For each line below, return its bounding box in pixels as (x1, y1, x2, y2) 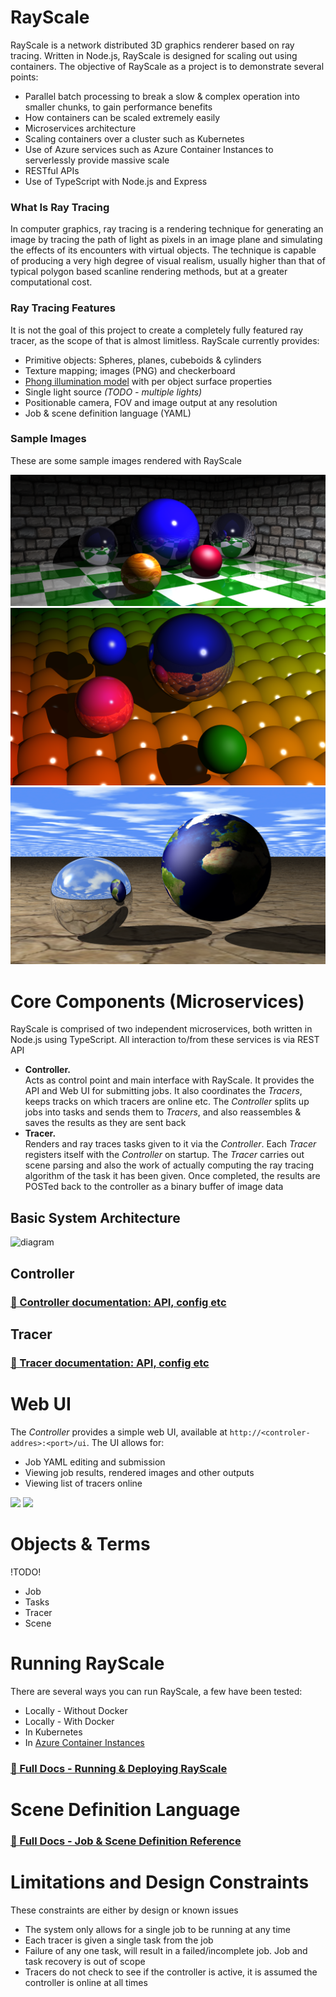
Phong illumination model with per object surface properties (24, 375, 273, 387)
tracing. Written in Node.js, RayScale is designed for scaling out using (10, 49, 298, 61)
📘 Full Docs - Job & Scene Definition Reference (10, 1834, 242, 1848)
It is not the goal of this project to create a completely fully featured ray (10, 324, 304, 336)
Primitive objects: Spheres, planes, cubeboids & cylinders (24, 354, 262, 366)
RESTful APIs (24, 164, 80, 176)
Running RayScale (10, 1652, 165, 1675)
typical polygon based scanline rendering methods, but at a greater (10, 266, 288, 278)
